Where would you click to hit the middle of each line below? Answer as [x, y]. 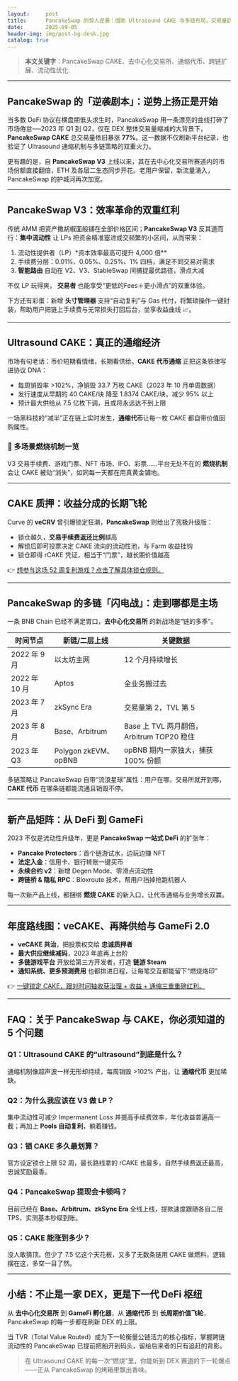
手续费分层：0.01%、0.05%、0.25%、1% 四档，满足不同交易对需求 [116, 261]
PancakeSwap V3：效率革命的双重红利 [93, 210]
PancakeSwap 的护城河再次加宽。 [57, 179]
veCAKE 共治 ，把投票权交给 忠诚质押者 [75, 944]
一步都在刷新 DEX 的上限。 [102, 1321]
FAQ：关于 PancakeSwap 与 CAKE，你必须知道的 [116, 1019]
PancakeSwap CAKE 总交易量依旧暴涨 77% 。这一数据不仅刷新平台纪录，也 [118, 137]
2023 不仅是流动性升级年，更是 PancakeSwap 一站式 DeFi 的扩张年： [109, 838]
